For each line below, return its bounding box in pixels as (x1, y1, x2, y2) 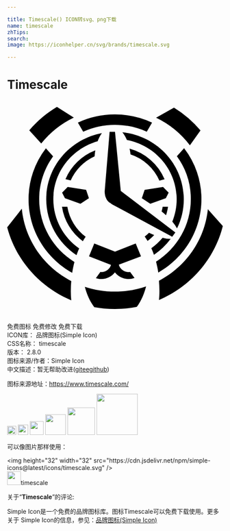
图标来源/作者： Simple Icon (7, 357, 85, 365)
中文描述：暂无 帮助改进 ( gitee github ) (7, 365, 110, 373)
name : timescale (7, 22, 53, 29)
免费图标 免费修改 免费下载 (7, 323, 83, 331)
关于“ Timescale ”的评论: (7, 493, 75, 501)
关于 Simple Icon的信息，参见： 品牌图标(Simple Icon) (7, 516, 157, 524)
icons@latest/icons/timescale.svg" (7, 464, 105, 472)
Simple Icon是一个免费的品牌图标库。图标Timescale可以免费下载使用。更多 (7, 508, 219, 516)
